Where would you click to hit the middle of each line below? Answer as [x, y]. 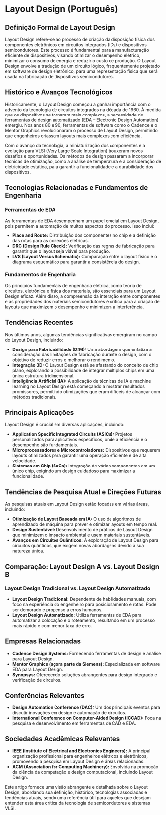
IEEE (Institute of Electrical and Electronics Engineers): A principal [81, 751]
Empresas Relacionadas [43, 641]
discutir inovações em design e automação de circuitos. [69, 712]
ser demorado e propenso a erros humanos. [57, 610]
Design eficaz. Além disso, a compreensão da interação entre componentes [83, 296]
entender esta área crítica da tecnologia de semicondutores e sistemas [78, 803]
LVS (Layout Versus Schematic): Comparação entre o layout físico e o [84, 256]
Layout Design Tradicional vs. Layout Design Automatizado [78, 588]
